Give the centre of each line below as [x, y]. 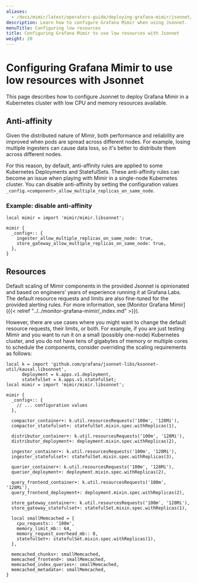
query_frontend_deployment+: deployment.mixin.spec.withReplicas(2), [98, 493]
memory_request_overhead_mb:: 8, [57, 534]
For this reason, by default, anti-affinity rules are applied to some [84, 166]
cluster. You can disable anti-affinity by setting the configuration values [92, 184]
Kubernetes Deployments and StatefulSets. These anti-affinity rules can [93, 171]
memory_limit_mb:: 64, [44, 528]
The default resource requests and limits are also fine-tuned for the [87, 298]
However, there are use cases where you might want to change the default [96, 322]
